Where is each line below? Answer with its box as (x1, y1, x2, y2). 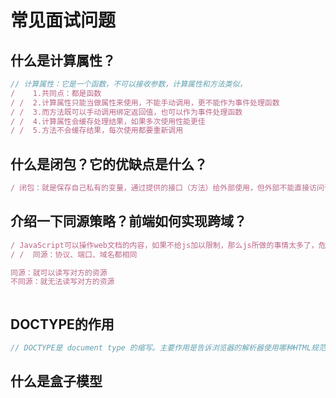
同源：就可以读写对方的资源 (10, 267, 108, 278)
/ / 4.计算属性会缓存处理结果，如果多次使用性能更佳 (10, 116, 206, 126)
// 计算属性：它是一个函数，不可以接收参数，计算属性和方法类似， (10, 79, 248, 89)
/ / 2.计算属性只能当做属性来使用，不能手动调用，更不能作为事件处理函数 (10, 97, 280, 108)
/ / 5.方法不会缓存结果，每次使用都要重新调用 (10, 126, 184, 136)
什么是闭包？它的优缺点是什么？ (10, 156, 208, 173)
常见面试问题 (10, 9, 117, 32)
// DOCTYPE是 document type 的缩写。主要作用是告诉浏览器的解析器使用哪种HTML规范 (10, 343, 327, 353)
